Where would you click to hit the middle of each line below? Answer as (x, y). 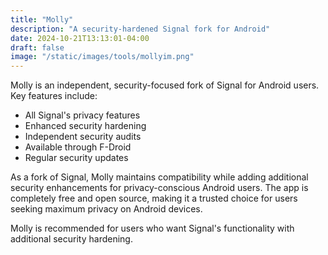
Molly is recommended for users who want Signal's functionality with (152, 228)
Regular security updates (76, 158)
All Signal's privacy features (82, 115)
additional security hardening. (71, 239)
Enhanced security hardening (85, 126)
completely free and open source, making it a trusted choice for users (154, 198)
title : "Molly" (42, 19)
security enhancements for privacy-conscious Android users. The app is (159, 188)
